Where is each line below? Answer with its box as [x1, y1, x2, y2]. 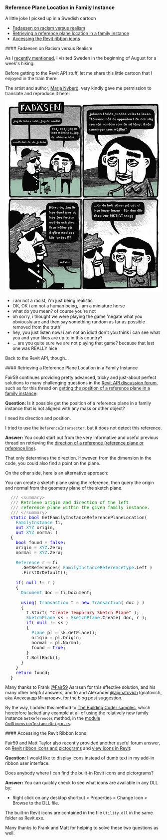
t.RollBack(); [26, 655, 61, 660]
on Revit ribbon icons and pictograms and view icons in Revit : [5, 745, 132, 751]
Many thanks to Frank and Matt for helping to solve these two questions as [5, 824, 159, 830]
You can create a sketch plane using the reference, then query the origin [5, 480, 155, 486]
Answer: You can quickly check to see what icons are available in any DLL [5, 779, 159, 785]
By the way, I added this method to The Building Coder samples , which [5, 704, 151, 710]
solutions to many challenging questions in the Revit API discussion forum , [5, 379, 158, 385]
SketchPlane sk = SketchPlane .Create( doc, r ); [26, 615, 148, 620]
